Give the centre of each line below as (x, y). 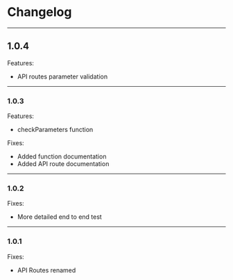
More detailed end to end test (59, 217)
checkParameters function (55, 130)
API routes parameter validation (62, 76)
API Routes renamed (46, 270)
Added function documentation (62, 156)
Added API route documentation (63, 164)
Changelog (40, 12)
